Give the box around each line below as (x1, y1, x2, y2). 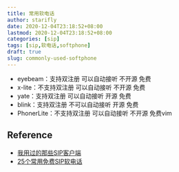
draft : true (7, 49, 41, 56)
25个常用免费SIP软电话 (17, 157, 83, 165)
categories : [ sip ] (7, 36, 60, 43)
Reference (7, 129, 53, 141)
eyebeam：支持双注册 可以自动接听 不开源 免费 (17, 74, 151, 83)
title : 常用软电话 (7, 10, 55, 17)
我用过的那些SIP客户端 (17, 149, 81, 157)
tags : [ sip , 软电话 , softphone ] (7, 42, 91, 49)
